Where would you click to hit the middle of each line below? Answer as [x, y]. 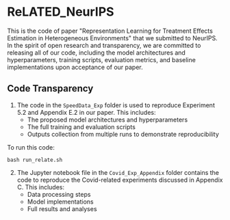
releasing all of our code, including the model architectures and [97, 53]
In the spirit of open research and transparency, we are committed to [104, 45]
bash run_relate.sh [35, 160]
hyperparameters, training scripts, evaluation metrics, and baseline [102, 59]
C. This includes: [41, 187]
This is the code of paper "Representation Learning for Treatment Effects [110, 31]
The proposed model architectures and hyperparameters [107, 120]
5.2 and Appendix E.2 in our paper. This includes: [86, 112]
